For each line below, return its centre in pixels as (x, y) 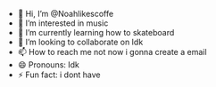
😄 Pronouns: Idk (49, 65)
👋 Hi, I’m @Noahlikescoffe (66, 14)
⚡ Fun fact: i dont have (59, 75)
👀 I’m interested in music (63, 23)
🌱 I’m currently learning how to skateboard (96, 32)
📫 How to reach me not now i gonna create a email (112, 52)
